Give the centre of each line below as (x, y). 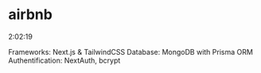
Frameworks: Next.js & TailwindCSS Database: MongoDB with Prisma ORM (130, 52)
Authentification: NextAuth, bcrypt (64, 60)
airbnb (31, 15)
